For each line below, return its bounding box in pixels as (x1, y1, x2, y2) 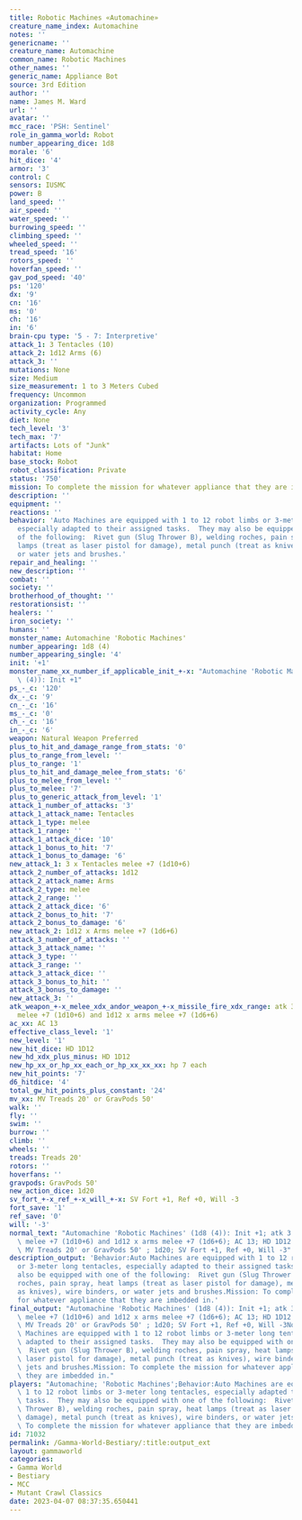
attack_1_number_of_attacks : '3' (9, 801, 135, 810)
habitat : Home (9, 449, 63, 458)
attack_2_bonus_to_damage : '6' (9, 919, 127, 928)
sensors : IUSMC (9, 181, 67, 190)
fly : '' (9, 1111, 39, 1121)
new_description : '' (9, 566, 87, 575)
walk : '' (9, 1103, 42, 1112)
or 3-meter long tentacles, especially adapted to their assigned (17, 1262, 271, 1271)
